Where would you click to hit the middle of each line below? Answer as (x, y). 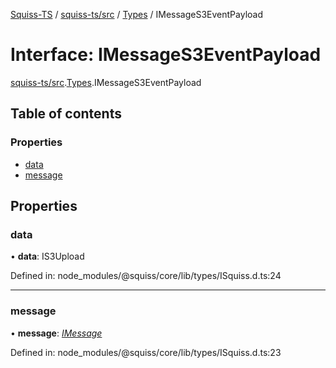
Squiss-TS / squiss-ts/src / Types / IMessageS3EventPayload (137, 14)
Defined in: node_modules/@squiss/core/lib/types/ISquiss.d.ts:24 (146, 276)
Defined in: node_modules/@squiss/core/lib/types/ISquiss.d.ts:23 (146, 352)
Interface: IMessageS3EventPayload (166, 55)
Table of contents (66, 114)
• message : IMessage (56, 333)
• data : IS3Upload (47, 256)
